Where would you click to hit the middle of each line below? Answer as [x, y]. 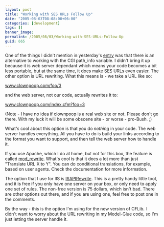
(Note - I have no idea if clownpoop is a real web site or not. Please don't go [82, 114]
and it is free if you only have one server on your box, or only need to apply [81, 184]
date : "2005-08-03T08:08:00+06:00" [41, 19]
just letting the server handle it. [36, 219]
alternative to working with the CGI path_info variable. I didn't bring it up [78, 60]
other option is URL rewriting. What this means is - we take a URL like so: [79, 76]
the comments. [20, 199]
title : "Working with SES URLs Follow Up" [49, 14]
